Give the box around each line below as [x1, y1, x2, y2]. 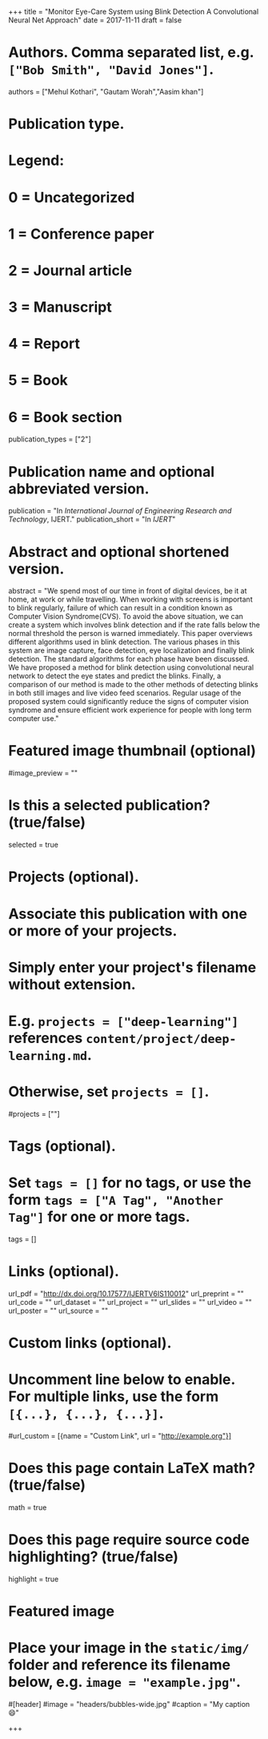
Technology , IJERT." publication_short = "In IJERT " [8, 514, 176, 524]
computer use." [8, 714, 59, 723]
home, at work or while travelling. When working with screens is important [8, 594, 254, 604]
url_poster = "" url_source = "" [8, 1306, 109, 1315]
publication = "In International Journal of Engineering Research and [8, 506, 232, 516]
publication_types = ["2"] [8, 434, 91, 444]
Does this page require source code [8, 1531, 250, 1549]
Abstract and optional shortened [8, 542, 230, 561]
